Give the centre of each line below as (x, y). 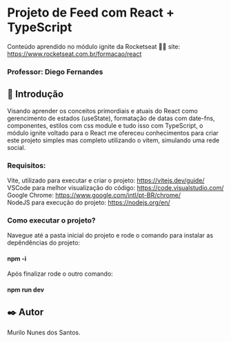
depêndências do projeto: (44, 243)
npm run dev (26, 290)
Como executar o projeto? (51, 220)
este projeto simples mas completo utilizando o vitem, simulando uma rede (113, 140)
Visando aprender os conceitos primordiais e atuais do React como (102, 111)
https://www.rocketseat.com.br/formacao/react (74, 54)
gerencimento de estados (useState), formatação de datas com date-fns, (111, 118)
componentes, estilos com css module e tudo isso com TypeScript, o (105, 125)
